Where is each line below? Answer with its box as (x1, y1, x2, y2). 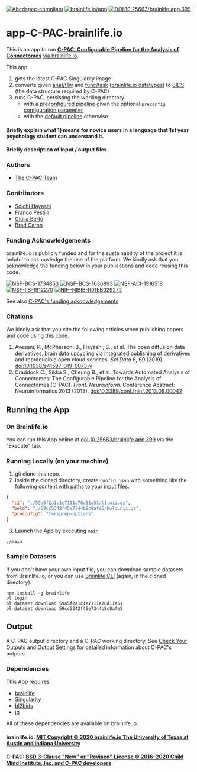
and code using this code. (6, 332, 70, 340)
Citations (6, 312, 33, 321)
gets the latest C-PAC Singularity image (14, 75, 111, 82)
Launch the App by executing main (14, 527, 99, 534)
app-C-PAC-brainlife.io (6, 27, 123, 40)
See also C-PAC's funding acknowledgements (6, 298, 119, 305)
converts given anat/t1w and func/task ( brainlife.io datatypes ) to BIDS (14, 81, 185, 88)
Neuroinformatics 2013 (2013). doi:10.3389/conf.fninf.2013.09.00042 (14, 387, 183, 395)
